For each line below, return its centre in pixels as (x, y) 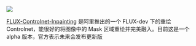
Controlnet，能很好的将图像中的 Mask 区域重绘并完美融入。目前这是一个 (98, 29)
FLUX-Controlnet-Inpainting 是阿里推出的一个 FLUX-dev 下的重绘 (89, 21)
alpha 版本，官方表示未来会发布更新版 (54, 37)
